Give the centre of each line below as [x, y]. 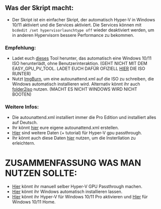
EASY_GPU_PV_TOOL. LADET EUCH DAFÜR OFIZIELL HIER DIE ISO [79, 69]
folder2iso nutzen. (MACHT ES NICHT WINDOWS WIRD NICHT [75, 89]
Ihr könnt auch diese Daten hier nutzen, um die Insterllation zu [74, 138]
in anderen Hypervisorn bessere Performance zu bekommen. [73, 35]
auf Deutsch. [25, 123]
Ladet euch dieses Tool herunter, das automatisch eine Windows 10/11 [82, 58]
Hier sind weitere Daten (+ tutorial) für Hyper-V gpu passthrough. [77, 133]
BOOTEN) [22, 95]
